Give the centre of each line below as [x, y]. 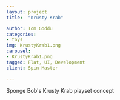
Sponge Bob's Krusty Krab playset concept [60, 90]
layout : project [27, 12]
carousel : [19, 51]
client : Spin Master [32, 68]
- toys [15, 40]
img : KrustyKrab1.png [34, 45]
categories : [21, 34]
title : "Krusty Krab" [35, 18]
